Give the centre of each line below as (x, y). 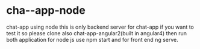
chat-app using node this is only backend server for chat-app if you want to (100, 27)
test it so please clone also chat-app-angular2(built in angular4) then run (96, 33)
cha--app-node (46, 10)
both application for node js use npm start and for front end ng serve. (92, 39)
